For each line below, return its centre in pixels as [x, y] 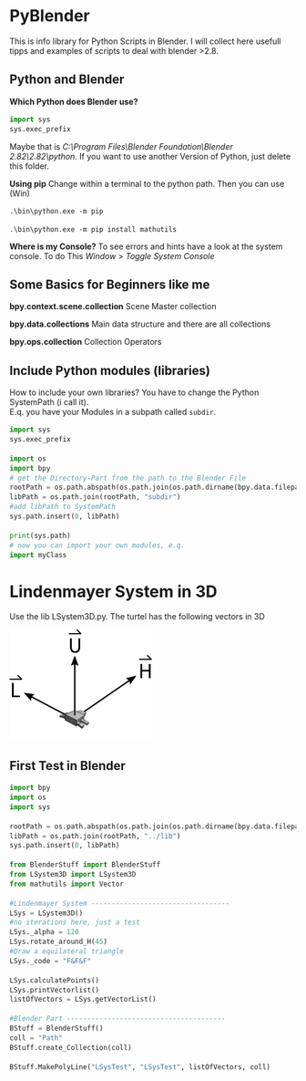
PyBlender [50, 16]
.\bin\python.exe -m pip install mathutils [93, 229]
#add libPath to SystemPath [63, 507]
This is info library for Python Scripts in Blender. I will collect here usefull [145, 41]
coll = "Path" [36, 1038]
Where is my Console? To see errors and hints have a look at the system [146, 246]
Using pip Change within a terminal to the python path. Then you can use [147, 183]
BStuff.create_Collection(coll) [71, 1047]
